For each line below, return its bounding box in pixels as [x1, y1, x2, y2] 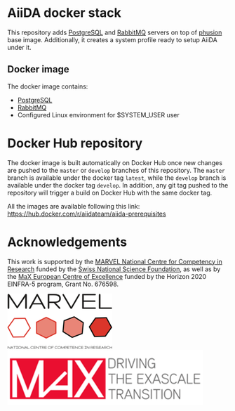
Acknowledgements [7, 234, 128, 250]
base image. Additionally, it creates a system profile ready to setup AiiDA [7, 35, 217, 44]
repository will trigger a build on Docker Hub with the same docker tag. [7, 188, 213, 197]
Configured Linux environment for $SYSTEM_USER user [17, 110, 180, 119]
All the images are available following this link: [7, 202, 140, 210]
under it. [7, 43, 32, 51]
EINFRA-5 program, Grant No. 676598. [7, 280, 119, 288]
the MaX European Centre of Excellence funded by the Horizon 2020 [7, 272, 207, 280]
